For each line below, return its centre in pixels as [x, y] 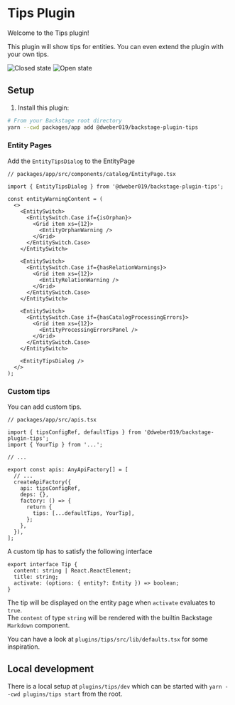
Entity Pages [29, 145]
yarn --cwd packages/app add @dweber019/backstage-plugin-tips [103, 127]
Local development [51, 669]
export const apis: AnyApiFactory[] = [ [68, 470]
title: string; [36, 577]
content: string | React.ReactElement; [73, 571]
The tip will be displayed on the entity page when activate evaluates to [111, 602]
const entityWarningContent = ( [55, 199]
